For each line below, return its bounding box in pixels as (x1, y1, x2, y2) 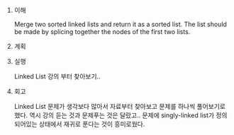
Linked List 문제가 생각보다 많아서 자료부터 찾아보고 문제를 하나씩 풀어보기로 (13, 102, 225, 111)
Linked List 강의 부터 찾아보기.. (13, 72, 101, 81)
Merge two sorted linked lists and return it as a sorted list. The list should (13, 20, 227, 29)
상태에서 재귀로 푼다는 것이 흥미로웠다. (38, 120, 145, 129)
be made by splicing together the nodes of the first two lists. (13, 28, 191, 36)
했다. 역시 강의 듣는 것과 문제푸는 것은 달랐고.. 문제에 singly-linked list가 (13, 111, 215, 119)
